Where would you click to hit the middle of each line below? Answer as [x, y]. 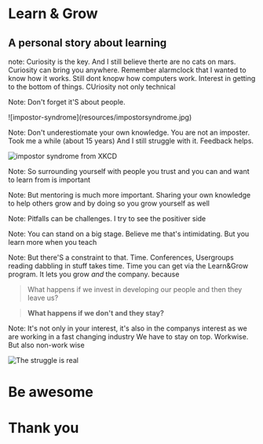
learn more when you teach [53, 242]
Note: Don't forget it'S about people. [67, 102]
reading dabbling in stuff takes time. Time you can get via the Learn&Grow [128, 266]
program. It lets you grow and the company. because [94, 274]
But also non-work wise [46, 345]
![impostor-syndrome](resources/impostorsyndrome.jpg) [100, 117]
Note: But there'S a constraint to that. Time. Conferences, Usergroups [121, 257]
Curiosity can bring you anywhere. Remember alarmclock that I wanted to [127, 70]
